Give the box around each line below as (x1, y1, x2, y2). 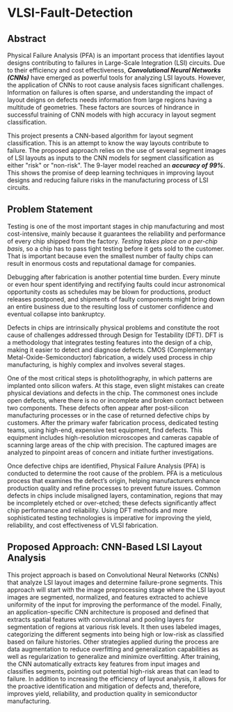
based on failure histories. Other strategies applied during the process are (7, 637, 219, 646)
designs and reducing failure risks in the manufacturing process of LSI (7, 176, 209, 184)
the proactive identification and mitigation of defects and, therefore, (7, 682, 202, 690)
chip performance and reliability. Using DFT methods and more (7, 506, 188, 514)
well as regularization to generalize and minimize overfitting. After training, (7, 652, 220, 660)
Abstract (7, 33, 47, 45)
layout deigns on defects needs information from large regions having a (7, 96, 212, 104)
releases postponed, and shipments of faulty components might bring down (7, 295, 225, 303)
